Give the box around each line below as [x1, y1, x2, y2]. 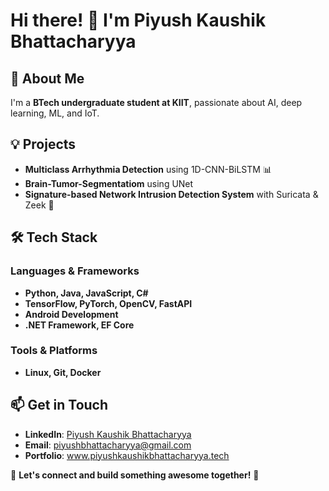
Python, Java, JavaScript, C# [24, 287, 149, 299]
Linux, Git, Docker [24, 366, 102, 378]
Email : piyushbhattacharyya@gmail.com [24, 439, 192, 451]
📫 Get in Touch [10, 397, 109, 414]
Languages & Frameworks [10, 264, 140, 278]
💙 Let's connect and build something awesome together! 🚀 [10, 469, 260, 481]
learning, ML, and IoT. [10, 107, 100, 119]
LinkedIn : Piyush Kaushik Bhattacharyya [24, 428, 192, 440]
